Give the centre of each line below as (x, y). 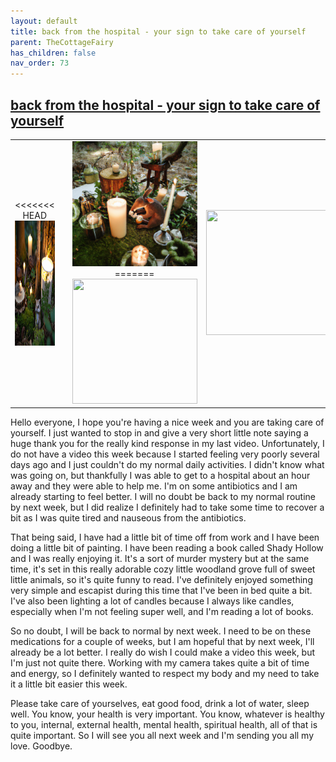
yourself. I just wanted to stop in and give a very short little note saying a (159, 433)
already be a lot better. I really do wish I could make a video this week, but (163, 652)
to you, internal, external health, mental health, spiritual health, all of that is (164, 725)
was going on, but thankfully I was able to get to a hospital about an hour (160, 476)
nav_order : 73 (40, 63)
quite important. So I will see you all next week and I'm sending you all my (162, 736)
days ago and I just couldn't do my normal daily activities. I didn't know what (167, 465)
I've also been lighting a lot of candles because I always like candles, (152, 601)
